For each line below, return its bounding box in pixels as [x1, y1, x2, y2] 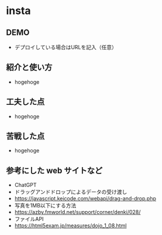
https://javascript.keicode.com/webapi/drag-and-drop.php [14, 195, 157, 202]
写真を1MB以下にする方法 [14, 202, 77, 209]
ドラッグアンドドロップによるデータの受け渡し [14, 189, 127, 196]
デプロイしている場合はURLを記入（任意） [14, 44, 117, 50]
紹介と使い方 [6, 63, 53, 73]
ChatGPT [14, 182, 37, 189]
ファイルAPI [14, 216, 44, 223]
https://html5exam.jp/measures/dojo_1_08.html [14, 222, 127, 229]
